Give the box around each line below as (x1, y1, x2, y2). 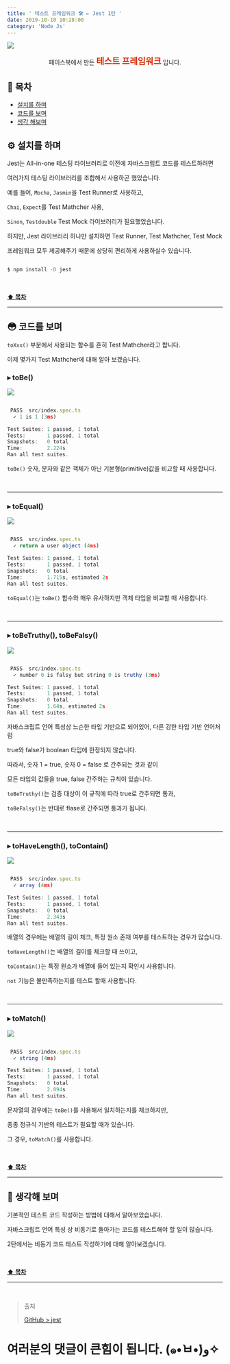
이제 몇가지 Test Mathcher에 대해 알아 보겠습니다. (7, 355, 142, 363)
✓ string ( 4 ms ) (13, 1054, 57, 1062)
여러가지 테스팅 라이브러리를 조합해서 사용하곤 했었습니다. (7, 174, 161, 182)
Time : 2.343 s (7, 913, 66, 920)
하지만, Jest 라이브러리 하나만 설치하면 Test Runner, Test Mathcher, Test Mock (7, 232, 222, 240)
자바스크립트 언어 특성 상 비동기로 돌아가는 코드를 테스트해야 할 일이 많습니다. (7, 1225, 214, 1233)
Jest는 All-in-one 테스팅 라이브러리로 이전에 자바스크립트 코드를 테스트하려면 (7, 159, 214, 167)
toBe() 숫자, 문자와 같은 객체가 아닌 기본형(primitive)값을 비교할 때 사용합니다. (7, 464, 217, 473)
